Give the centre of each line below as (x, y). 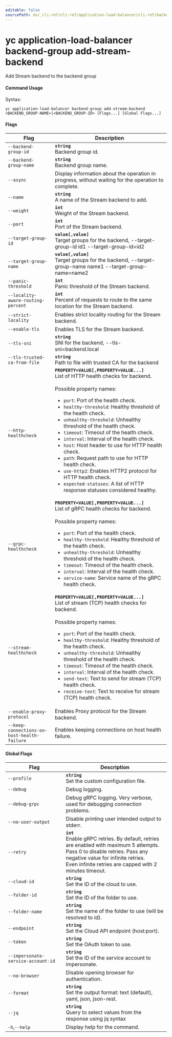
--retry (17, 852)
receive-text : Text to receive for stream (111, 691)
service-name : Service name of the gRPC (112, 578)
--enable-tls (24, 329)
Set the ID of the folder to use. (102, 898)
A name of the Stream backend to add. (101, 199)
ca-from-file (24, 362)
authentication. (84, 979)
